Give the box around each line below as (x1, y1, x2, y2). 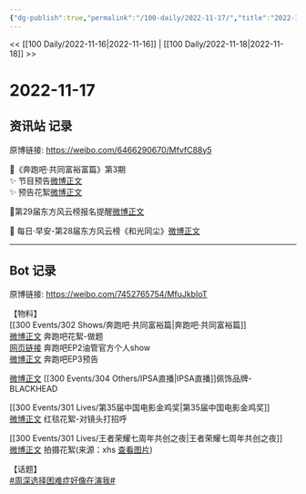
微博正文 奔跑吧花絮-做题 (9, 331, 104, 342)
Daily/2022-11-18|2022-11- (184, 38, 284, 49)
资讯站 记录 (9, 118, 73, 134)
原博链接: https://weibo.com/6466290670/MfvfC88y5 (9, 144, 212, 155)
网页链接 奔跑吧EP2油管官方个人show (9, 343, 151, 354)
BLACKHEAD (9, 384, 58, 395)
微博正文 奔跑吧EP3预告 (9, 354, 98, 365)
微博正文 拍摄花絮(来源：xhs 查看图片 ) (9, 444, 153, 456)
